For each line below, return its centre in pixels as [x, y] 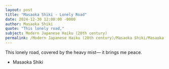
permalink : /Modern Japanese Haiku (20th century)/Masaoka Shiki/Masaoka [85, 38]
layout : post [19, 10]
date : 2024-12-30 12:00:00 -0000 [40, 19]
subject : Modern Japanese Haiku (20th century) [56, 33]
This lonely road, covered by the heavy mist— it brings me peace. [74, 52]
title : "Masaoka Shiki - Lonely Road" [46, 15]
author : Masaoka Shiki [29, 24]
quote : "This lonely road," [35, 29]
